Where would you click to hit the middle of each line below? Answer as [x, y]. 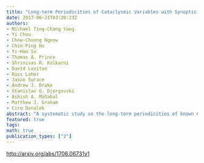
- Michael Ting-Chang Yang [40, 29]
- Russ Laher [23, 74]
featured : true [25, 119]
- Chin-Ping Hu [25, 46]
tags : [13, 125]
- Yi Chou [19, 35]
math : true [20, 131]
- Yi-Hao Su [21, 52]
